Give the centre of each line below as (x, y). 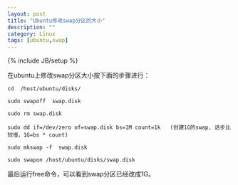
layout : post (27, 14)
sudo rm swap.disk (35, 114)
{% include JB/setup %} (43, 60)
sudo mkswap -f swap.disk (47, 148)
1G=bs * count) (46, 135)
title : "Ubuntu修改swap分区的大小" (56, 21)
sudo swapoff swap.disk (44, 101)
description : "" (31, 27)
